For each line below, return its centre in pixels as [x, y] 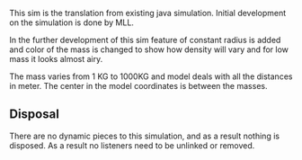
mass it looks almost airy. [56, 59]
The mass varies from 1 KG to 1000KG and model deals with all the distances [151, 76]
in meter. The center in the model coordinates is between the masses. [138, 86]
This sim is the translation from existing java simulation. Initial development [148, 13]
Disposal [35, 115]
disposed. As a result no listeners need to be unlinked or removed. [132, 145]
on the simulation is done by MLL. [72, 22]
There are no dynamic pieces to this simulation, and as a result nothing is [145, 136]
